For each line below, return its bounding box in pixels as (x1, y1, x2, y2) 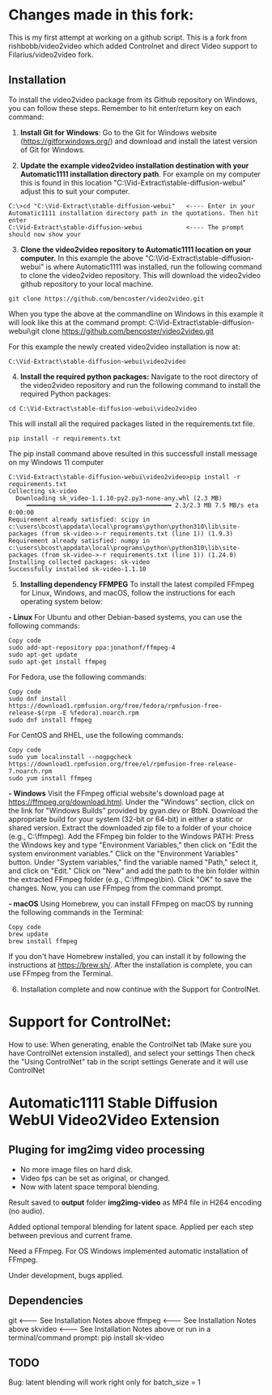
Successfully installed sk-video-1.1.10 (8, 565, 147, 573)
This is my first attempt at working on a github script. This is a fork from (8, 32, 248, 42)
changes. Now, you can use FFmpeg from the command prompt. (8, 883, 224, 893)
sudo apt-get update (8, 651, 79, 659)
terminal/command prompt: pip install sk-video (8, 1333, 164, 1342)
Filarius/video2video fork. (8, 49, 95, 59)
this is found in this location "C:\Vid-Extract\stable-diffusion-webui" (19, 177, 247, 187)
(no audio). (8, 1205, 45, 1216)
